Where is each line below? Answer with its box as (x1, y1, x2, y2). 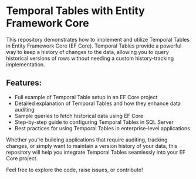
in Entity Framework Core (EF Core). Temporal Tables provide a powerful (6, 42, 182, 49)
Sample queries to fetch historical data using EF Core (14, 112, 144, 119)
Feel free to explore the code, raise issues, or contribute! (6, 166, 143, 173)
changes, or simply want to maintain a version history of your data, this (6, 142, 178, 149)
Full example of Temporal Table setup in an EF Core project (14, 93, 158, 100)
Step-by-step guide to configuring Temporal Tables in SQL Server (14, 119, 174, 126)
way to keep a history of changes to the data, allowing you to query (6, 48, 169, 55)
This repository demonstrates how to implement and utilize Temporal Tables (6, 36, 190, 43)
